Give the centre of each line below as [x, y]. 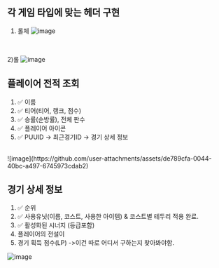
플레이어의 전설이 [41, 234]
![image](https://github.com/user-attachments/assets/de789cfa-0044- [109, 158]
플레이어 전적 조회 [43, 84]
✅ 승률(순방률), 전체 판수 [51, 119]
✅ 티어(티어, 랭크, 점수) [49, 110]
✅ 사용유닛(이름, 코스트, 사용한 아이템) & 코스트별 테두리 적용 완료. [108, 217]
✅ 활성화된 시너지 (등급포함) [56, 225]
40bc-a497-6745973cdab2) [48, 166]
